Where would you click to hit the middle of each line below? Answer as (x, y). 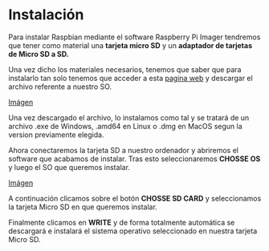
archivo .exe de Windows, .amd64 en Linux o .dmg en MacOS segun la (125, 126)
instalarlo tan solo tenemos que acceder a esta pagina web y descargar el (130, 78)
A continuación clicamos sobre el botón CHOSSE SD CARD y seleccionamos (135, 198)
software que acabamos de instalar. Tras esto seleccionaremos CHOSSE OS (134, 159)
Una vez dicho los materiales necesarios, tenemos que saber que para (125, 69)
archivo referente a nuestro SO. (60, 87)
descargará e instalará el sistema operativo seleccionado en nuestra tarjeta (133, 231)
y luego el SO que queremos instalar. (69, 167)
